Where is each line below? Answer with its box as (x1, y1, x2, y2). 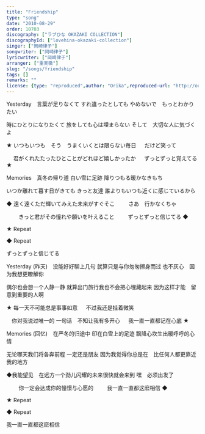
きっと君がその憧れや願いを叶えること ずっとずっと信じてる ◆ (18, 213, 189, 220)
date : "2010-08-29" (6, 20, 56, 26)
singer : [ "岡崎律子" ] (6, 43, 58, 50)
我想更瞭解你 (11, 270, 44, 278)
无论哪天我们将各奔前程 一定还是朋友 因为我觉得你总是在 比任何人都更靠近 (6, 351, 196, 358)
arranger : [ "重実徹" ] (6, 60, 59, 66)
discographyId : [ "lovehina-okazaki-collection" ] (6, 37, 132, 43)
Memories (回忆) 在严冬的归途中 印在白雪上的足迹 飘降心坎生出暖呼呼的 (6, 330, 190, 337)
